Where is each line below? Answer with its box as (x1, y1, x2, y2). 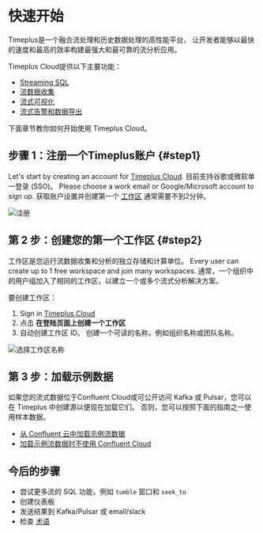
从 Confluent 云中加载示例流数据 (19, 429, 126, 439)
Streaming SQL (19, 77, 70, 87)
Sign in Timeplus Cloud (19, 308, 96, 318)
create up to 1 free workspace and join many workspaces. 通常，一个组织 (8, 266, 247, 276)
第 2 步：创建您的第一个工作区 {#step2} (8, 234, 203, 247)
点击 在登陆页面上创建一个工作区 (19, 318, 126, 327)
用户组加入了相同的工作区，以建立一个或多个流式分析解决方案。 (14, 276, 223, 285)
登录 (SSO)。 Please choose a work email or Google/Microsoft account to (14, 181, 254, 191)
